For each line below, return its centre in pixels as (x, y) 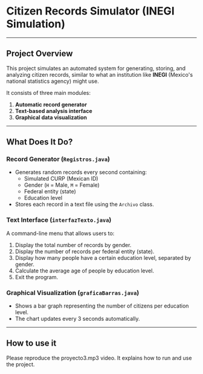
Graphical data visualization (51, 117)
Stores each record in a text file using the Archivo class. (84, 204)
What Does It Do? (40, 142)
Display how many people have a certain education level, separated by (103, 257)
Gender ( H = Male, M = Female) (62, 185)
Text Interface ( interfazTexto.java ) (59, 220)
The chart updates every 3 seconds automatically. (77, 319)
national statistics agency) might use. (53, 81)
